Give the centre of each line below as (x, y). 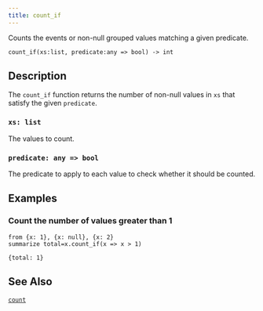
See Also (30, 282)
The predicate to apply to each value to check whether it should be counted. (132, 174)
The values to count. (41, 139)
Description (37, 76)
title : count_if (35, 15)
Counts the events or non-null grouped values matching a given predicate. (128, 38)
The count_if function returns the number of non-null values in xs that (122, 95)
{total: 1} (26, 258)
